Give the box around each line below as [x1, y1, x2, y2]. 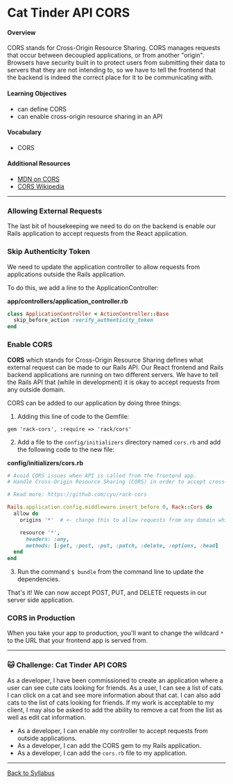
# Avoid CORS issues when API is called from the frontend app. [7, 472, 197, 479]
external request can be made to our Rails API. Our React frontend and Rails [7, 363, 224, 371]
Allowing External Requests [7, 206, 103, 216]
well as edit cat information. [7, 713, 87, 721]
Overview [7, 28, 36, 36]
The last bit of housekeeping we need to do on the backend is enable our [7, 222, 216, 230]
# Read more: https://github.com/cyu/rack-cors [7, 491, 148, 498]
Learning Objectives [7, 89, 67, 97]
